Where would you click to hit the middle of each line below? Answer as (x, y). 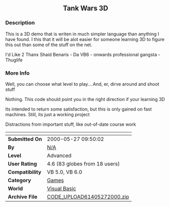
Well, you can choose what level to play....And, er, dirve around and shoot (82, 84)
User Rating (22, 163)
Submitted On (25, 139)
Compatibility (25, 172)
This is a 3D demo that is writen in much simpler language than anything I (82, 34)
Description (20, 23)
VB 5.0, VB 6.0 (65, 172)
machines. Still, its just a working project (48, 114)
